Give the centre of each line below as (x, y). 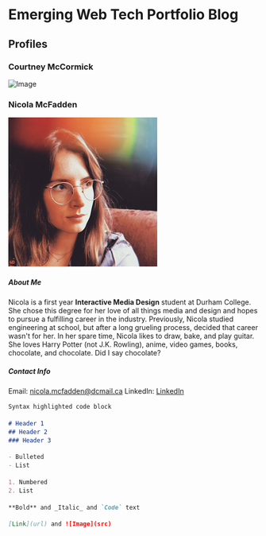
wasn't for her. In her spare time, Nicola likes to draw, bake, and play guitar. (131, 336)
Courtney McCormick (51, 67)
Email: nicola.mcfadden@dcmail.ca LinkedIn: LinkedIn (96, 391)
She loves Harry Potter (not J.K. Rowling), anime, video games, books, (123, 344)
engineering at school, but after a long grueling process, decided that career (133, 328)
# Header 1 (26, 423)
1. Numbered (28, 482)
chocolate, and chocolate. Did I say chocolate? (85, 353)
